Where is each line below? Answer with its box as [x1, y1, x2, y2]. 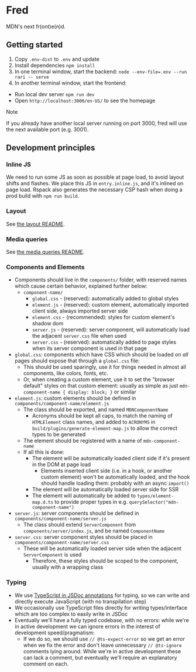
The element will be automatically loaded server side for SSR [32, 486, 179, 493]
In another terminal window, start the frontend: [14, 79, 127, 86]
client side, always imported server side [32, 307, 128, 314]
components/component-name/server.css [14, 540, 109, 546]
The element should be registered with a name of [23, 437, 142, 444]
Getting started [6, 40, 63, 50]
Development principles [6, 143, 95, 153]
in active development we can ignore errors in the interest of [14, 623, 161, 630]
